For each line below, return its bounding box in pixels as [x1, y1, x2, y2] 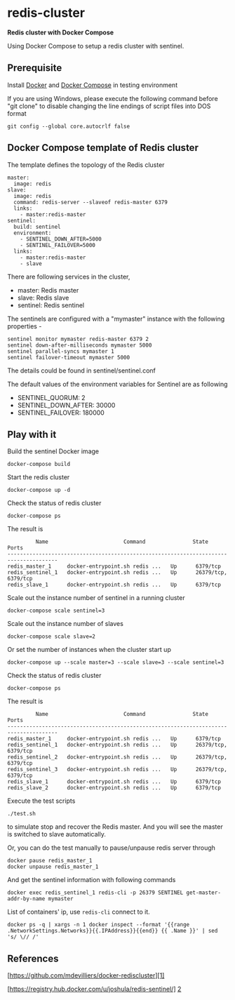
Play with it [7, 428, 57, 440]
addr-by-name [7, 895, 46, 902]
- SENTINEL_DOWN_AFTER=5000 [20, 235, 102, 243]
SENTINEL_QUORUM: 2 [17, 393, 86, 401]
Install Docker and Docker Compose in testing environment [7, 81, 177, 89]
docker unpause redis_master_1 [7, 863, 99, 871]
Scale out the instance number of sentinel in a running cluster [7, 594, 185, 602]
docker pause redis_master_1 [7, 858, 93, 865]
